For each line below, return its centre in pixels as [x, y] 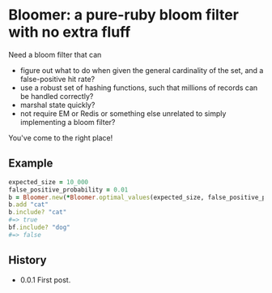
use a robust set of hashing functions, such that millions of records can [139, 88]
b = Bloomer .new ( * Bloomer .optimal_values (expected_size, [106, 197]
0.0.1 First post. [45, 280]
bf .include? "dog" [39, 227]
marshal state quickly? [57, 105]
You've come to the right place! [61, 138]
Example [31, 164]
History [28, 260]
